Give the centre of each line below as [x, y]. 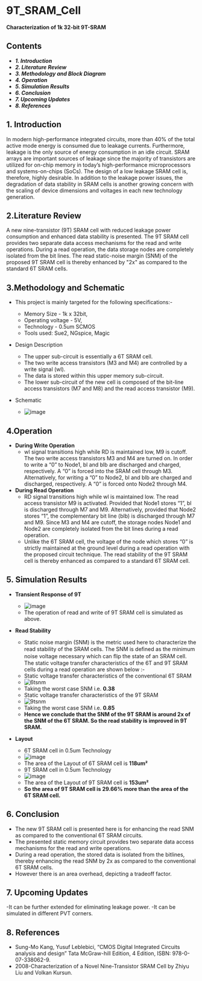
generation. [21, 197]
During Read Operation [44, 490]
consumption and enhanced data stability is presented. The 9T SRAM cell [97, 237]
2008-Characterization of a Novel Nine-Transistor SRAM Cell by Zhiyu [102, 967]
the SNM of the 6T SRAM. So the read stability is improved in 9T [106, 720]
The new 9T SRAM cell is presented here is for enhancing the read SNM [104, 829]
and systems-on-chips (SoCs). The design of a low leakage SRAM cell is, [97, 171]
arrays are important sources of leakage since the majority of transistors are [101, 158]
